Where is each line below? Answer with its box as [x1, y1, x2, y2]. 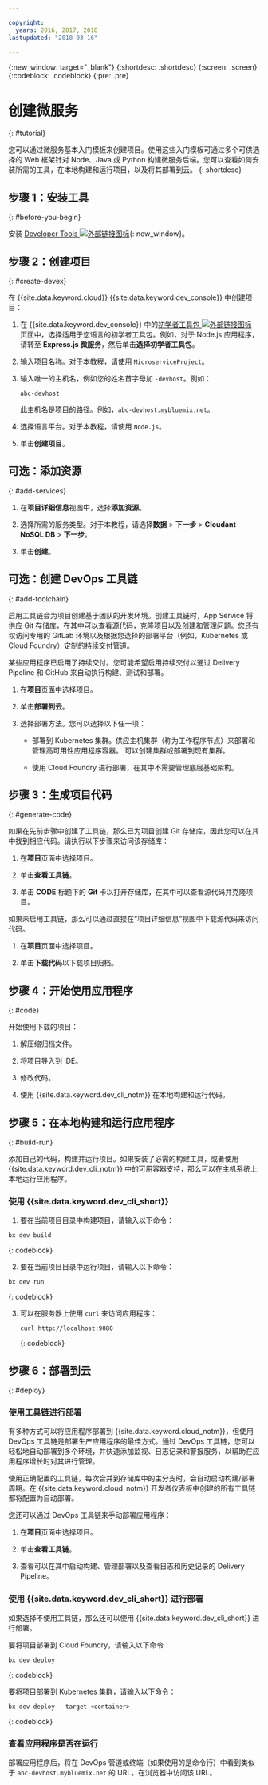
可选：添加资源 [8, 465, 82, 478]
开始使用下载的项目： [8, 1022, 78, 1032]
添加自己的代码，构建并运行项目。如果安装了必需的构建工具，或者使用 [8, 1154, 239, 1164]
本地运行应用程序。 [8, 1174, 72, 1184]
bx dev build [8, 1232, 52, 1240]
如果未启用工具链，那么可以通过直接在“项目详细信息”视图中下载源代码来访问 [8, 914, 259, 924]
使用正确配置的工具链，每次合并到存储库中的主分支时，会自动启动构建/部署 [8, 1473, 256, 1484]
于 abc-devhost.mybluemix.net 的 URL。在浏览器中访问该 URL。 [8, 1768, 217, 1777]
